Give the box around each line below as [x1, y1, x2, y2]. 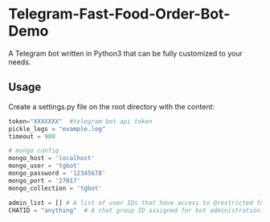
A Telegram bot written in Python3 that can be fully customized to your [8, 48, 243, 58]
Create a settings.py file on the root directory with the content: [8, 101, 215, 111]
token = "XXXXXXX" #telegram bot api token [8, 117, 153, 125]
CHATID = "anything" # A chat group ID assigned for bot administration [8, 206, 261, 214]
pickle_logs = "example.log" [8, 125, 106, 133]
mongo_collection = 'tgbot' [8, 184, 103, 192]
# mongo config [8, 146, 59, 155]
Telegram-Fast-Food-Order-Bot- [8, 5, 231, 23]
